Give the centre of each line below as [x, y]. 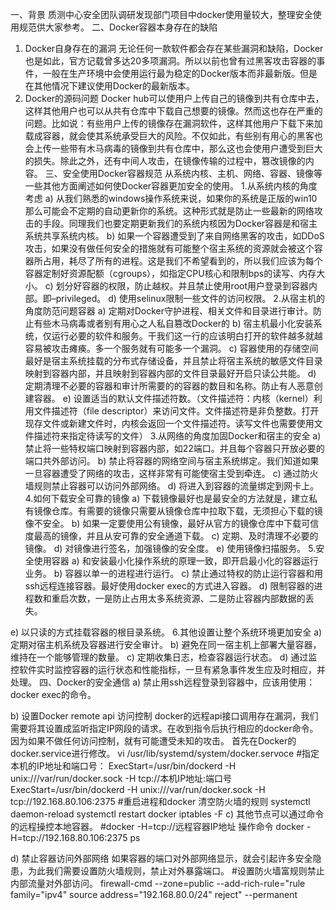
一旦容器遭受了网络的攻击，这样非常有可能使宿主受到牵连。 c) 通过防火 [171, 473]
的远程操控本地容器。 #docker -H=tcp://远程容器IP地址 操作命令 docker [157, 826]
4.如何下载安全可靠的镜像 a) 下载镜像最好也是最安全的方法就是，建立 [167, 498]
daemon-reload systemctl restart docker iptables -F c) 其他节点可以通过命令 [167, 814]
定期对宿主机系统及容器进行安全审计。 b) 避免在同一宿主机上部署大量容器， [166, 644]
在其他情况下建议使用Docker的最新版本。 [110, 86]
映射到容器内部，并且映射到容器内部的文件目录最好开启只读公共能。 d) [170, 373]
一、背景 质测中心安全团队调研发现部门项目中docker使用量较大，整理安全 [161, 14]
